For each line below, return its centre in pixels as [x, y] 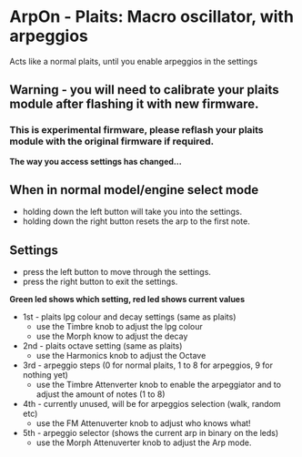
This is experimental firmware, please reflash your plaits [136, 130]
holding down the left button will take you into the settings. [132, 212]
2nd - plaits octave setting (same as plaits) [102, 346]
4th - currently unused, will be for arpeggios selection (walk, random [151, 404]
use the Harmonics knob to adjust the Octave [121, 356]
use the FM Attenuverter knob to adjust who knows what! [144, 423]
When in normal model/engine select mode [134, 190]
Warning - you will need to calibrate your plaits [144, 90]
